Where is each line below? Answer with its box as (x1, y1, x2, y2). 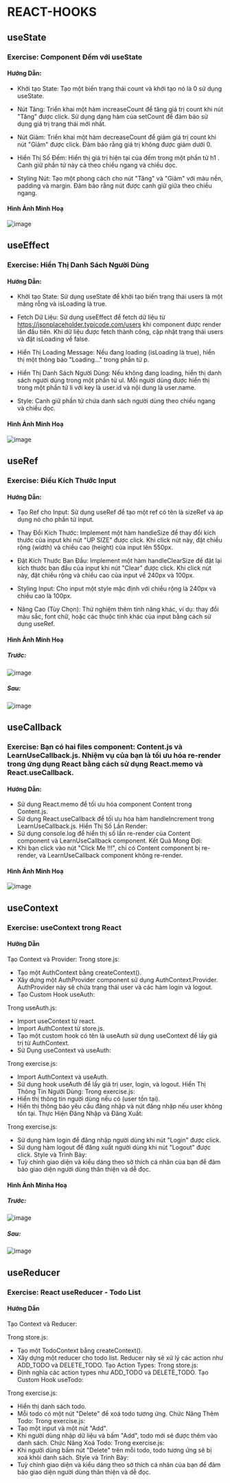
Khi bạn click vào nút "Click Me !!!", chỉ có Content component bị (16, 844, 200, 852)
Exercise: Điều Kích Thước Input (7, 476, 117, 485)
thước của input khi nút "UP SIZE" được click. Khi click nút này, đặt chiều (16, 536, 223, 544)
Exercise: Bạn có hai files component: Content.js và (7, 741, 183, 751)
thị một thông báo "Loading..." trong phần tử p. (16, 355, 150, 364)
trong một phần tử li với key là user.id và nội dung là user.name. (16, 383, 196, 392)
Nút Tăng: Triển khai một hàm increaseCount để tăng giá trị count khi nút (16, 104, 223, 113)
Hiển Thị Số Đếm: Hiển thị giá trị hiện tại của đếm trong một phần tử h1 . (16, 153, 220, 161)
